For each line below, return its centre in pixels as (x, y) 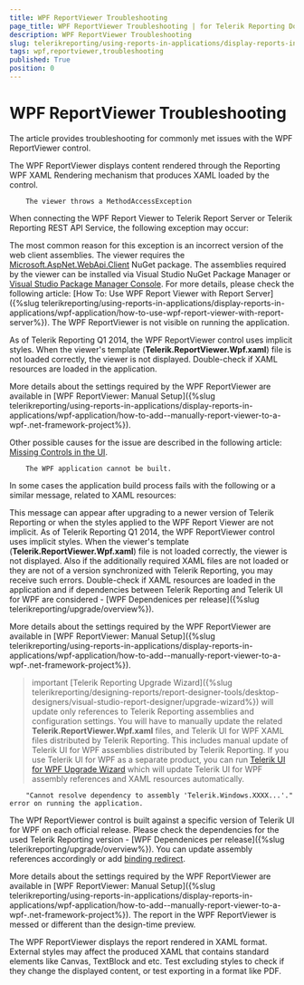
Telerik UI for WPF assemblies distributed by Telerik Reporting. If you (160, 749)
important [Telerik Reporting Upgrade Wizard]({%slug (132, 682)
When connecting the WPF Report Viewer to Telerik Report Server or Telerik (151, 217)
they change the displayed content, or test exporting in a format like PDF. (146, 971)
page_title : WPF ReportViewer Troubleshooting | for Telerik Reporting (147, 26)
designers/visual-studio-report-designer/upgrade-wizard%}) (145, 701)
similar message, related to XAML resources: (93, 495)
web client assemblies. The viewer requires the (97, 255)
